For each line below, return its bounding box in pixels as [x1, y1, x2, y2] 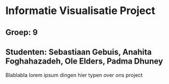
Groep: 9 [5, 27, 38, 37]
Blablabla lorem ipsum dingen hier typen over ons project [5, 72, 143, 79]
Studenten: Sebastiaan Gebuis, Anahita [5, 47, 152, 57]
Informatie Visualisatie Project [5, 4, 156, 17]
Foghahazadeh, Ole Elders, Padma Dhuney [5, 56, 164, 66]
